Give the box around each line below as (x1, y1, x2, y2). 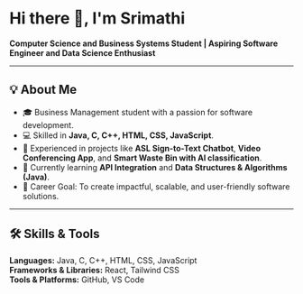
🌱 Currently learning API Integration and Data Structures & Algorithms (22, 161, 288, 172)
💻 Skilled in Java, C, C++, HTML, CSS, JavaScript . (22, 130, 215, 141)
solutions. (22, 190, 60, 201)
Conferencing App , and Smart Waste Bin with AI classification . (22, 152, 262, 163)
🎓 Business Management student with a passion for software (22, 106, 253, 117)
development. (22, 119, 74, 130)
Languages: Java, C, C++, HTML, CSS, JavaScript (9, 254, 197, 265)
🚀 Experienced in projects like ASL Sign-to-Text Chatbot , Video (22, 142, 262, 153)
